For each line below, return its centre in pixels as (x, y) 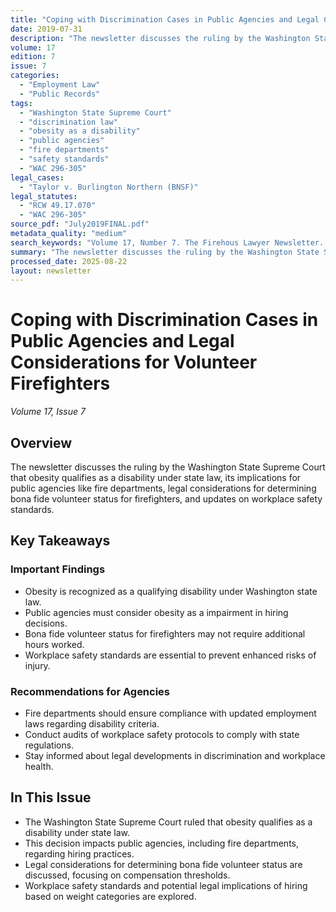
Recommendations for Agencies (90, 691)
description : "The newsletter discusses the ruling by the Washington (160, 38)
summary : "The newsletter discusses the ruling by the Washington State (165, 252)
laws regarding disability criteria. (92, 723)
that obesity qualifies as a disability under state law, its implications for (156, 477)
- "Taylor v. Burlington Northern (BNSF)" (109, 187)
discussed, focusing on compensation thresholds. (127, 875)
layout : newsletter (51, 271)
